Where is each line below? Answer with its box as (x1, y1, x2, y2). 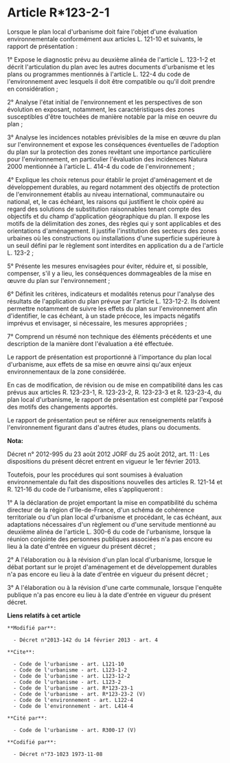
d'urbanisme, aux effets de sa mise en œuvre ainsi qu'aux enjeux (7, 360, 192, 368)
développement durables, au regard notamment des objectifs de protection (7, 183, 220, 191)
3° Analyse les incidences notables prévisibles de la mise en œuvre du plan (7, 133, 221, 141)
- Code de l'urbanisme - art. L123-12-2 (13, 672, 130, 679)
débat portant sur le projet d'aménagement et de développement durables (7, 562, 218, 571)
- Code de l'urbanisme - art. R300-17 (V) (13, 727, 137, 733)
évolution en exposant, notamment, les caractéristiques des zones (7, 105, 195, 113)
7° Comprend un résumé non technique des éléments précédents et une (7, 332, 212, 341)
